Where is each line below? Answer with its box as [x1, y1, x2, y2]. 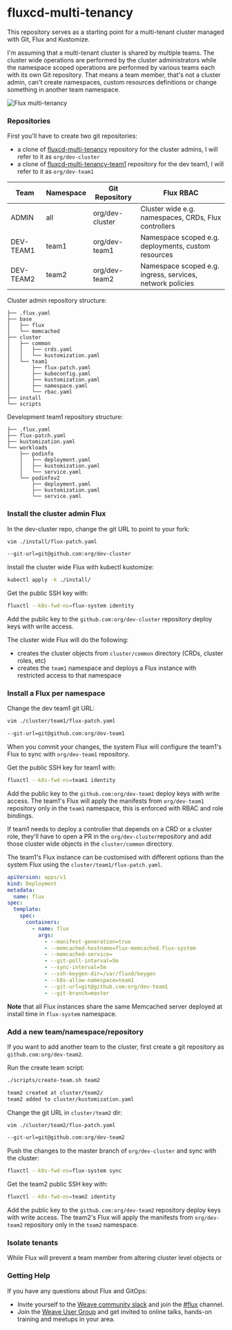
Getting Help [7, 1271, 50, 1281]
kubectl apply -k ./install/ [7, 576, 91, 583]
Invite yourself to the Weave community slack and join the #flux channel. [17, 1300, 224, 1309]
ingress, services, [140, 270, 198, 280]
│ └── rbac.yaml [7, 389, 72, 396]
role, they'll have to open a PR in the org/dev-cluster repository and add [7, 832, 212, 840]
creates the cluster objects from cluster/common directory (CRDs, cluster [17, 649, 224, 657]
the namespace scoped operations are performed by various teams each [7, 63, 215, 71]
